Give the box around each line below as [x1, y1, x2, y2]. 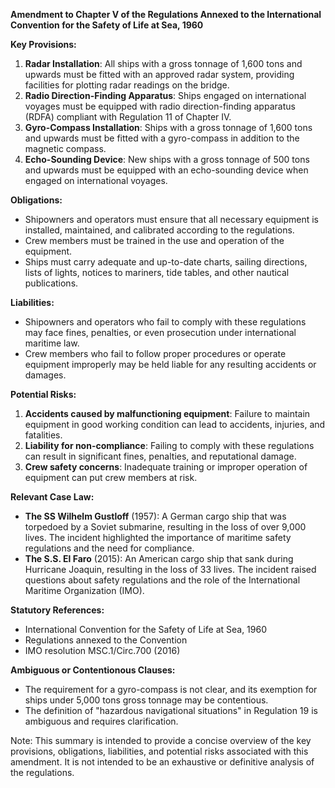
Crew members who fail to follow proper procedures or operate [24, 348, 287, 359]
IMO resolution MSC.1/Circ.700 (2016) [24, 645, 181, 656]
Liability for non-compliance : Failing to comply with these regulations [24, 440, 315, 451]
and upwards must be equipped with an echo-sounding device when [24, 164, 309, 176]
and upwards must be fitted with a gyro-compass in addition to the [24, 132, 300, 144]
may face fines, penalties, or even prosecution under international [24, 327, 297, 338]
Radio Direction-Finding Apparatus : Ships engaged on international [24, 90, 307, 101]
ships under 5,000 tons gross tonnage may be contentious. [24, 694, 269, 706]
